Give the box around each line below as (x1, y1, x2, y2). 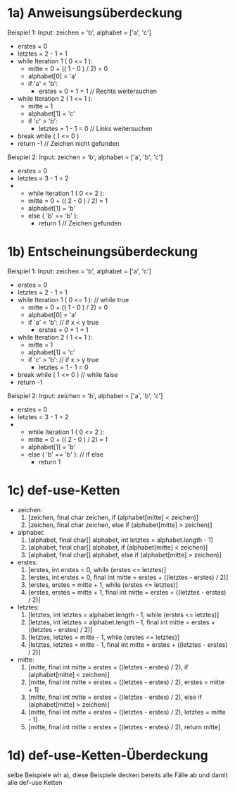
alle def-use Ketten (7, 778, 63, 786)
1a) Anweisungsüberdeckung (7, 5, 183, 21)
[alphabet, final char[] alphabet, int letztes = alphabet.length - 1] (27, 536, 213, 544)
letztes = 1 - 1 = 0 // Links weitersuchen (38, 124, 153, 132)
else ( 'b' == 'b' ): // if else (27, 450, 104, 459)
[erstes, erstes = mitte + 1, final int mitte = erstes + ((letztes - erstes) (27, 588, 227, 596)
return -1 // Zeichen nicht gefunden (17, 139, 120, 147)
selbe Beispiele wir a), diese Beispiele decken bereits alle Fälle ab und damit (7, 770, 228, 779)
